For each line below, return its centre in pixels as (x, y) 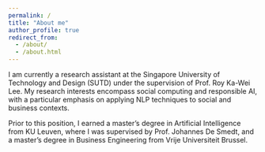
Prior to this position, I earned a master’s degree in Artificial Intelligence (125, 123)
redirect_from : (33, 37)
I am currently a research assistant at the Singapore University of (114, 74)
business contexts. (39, 108)
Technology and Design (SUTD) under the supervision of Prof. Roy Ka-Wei (129, 83)
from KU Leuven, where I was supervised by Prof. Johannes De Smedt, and (131, 132)
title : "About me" (38, 23)
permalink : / (30, 15)
